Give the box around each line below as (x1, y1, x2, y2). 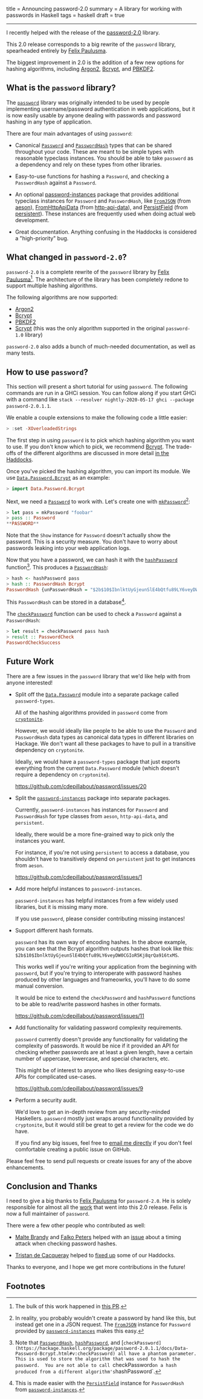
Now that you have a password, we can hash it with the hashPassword (6, 556, 178, 563)
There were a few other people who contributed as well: (6, 1222, 146, 1229)
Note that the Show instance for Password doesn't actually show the (6, 532, 171, 539)
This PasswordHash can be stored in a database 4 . (6, 597, 126, 606)
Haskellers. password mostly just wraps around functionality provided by (14, 1115, 195, 1122)
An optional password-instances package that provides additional (14, 191, 179, 198)
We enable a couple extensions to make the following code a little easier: (6, 414, 188, 421)
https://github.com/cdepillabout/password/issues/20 (14, 782, 147, 790)
